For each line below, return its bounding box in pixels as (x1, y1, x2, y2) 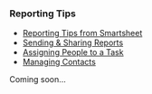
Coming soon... (9, 74, 66, 85)
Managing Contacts (22, 57, 97, 68)
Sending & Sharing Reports (22, 37, 124, 48)
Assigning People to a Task (22, 47, 124, 58)
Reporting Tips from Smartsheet (22, 28, 143, 39)
